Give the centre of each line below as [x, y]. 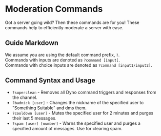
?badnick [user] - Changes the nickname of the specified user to [78, 102]
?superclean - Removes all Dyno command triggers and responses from [84, 92]
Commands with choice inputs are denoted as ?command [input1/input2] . [79, 65]
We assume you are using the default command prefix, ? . [62, 55]
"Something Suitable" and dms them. [49, 108]
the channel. [25, 97]
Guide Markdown [32, 43]
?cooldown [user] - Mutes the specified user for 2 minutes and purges [83, 113]
